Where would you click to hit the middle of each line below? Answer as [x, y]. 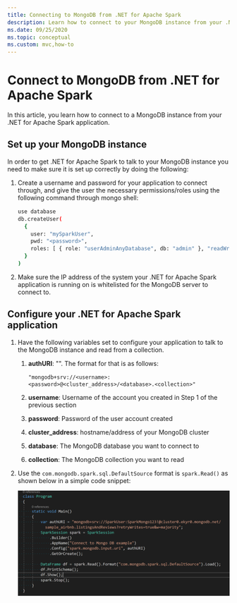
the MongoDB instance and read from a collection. [91, 350]
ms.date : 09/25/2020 [38, 30]
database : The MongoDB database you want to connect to [114, 446]
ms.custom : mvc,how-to [41, 45]
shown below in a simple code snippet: [74, 480]
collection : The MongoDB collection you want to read [106, 459]
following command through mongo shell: [78, 197]
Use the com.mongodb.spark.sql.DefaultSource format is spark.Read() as [123, 473]
